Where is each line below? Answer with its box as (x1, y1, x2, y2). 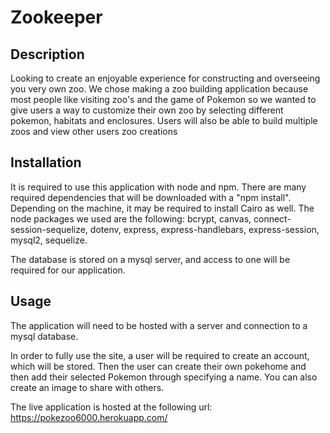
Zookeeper (10, 6, 103, 29)
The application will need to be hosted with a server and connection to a (10, 319, 308, 331)
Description (10, 46, 85, 63)
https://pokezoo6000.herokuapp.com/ (10, 411, 168, 423)
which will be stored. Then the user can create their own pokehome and (10, 360, 307, 372)
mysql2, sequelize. (10, 234, 88, 246)
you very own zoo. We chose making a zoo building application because (10, 83, 309, 95)
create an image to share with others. (10, 381, 165, 393)
